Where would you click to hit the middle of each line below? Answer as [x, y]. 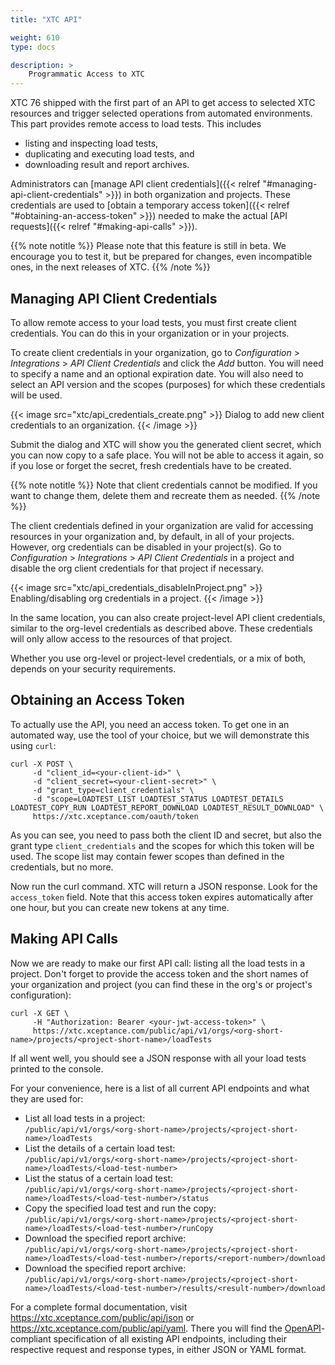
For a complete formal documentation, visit [99, 1307]
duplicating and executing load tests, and [109, 154]
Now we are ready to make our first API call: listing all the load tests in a [158, 963]
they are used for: [47, 1098]
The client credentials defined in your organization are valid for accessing [162, 525]
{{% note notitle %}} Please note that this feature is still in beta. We [148, 246]
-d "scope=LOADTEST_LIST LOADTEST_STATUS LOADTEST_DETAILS [158, 799]
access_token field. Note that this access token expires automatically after [162, 897]
